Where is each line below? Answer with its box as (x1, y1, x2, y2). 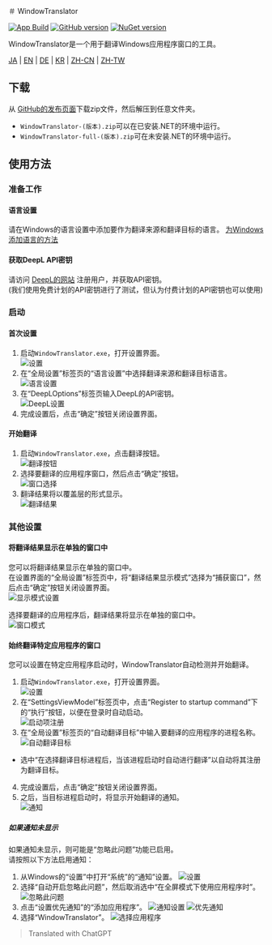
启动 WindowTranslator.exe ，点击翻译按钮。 (19, 448, 164, 458)
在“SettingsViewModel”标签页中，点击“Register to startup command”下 (19, 697, 258, 707)
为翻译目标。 (19, 765, 63, 775)
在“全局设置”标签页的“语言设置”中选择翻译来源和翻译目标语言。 (19, 368, 232, 378)
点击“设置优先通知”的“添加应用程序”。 (19, 902, 147, 913)
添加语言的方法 (8, 235, 58, 245)
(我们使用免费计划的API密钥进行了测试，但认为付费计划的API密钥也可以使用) (8, 284, 263, 294)
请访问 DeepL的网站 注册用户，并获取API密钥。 (8, 274, 167, 284)
